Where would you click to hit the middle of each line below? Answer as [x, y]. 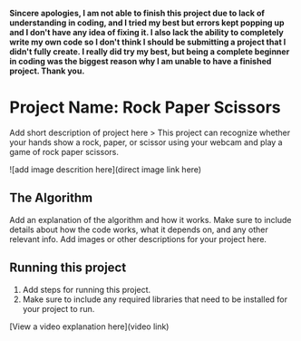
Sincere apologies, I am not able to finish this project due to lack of [137, 13]
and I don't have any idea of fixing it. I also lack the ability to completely [146, 32]
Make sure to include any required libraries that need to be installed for [155, 299]
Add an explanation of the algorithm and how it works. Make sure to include [150, 219]
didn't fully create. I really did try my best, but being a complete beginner [150, 52]
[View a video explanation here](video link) [89, 326]
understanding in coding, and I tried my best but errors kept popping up [147, 23]
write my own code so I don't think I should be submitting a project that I [148, 42]
